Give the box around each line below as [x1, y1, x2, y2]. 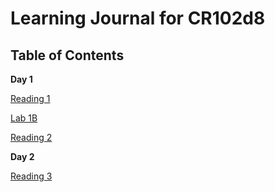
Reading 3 [10, 170, 53, 182]
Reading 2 [10, 132, 53, 143]
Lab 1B [10, 112, 38, 124]
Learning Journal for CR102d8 [10, 7, 266, 30]
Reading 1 [10, 93, 51, 104]
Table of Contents [10, 47, 125, 64]
